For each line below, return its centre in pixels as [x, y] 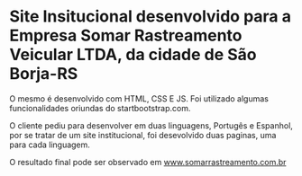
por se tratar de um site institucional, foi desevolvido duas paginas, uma [143, 135]
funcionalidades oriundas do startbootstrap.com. [100, 108]
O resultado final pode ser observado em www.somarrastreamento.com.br [148, 162]
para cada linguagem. [50, 145]
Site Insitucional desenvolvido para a [150, 17]
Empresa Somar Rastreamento [126, 35]
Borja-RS [44, 74]
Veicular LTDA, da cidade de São [133, 55]
